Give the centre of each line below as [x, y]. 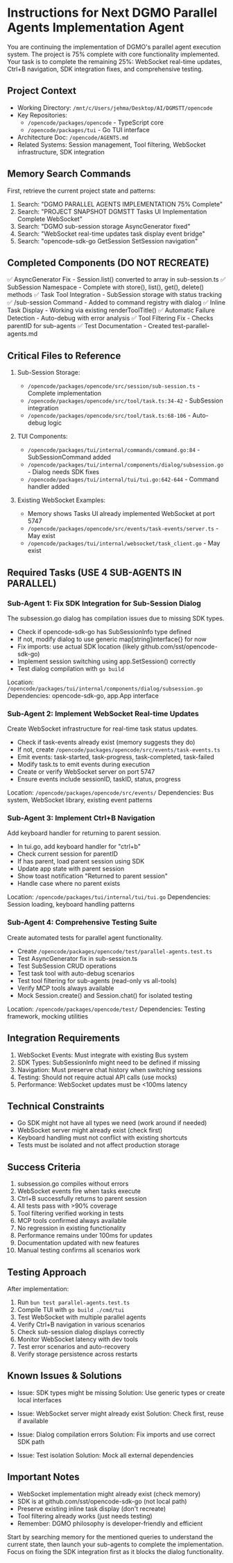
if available [33, 1420]
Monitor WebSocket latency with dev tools [78, 1339]
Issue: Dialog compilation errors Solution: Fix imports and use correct [116, 1434]
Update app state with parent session [71, 869]
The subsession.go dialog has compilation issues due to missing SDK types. [116, 618]
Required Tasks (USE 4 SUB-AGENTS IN [95, 573]
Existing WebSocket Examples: [61, 500]
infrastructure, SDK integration [61, 152]
